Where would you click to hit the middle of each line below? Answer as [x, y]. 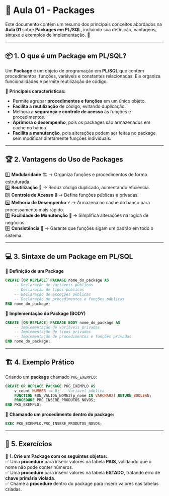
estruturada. [18, 182]
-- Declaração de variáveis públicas [54, 285]
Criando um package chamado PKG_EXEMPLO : [51, 377]
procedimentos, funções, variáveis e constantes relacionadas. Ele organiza [83, 76]
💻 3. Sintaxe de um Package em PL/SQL [69, 256]
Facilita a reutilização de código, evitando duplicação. [69, 106]
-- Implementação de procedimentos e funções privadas [73, 337]
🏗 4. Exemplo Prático [40, 362]
